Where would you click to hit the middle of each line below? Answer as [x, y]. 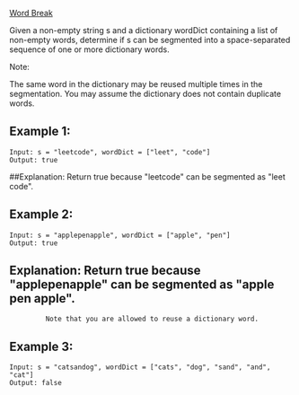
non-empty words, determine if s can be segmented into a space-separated [150, 40]
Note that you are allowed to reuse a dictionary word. [152, 319]
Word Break [31, 13]
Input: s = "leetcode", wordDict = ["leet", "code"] [110, 152]
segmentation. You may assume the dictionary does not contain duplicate [145, 94]
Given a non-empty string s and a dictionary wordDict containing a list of [144, 30]
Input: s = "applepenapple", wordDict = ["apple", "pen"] [120, 235]
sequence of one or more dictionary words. [89, 49]
